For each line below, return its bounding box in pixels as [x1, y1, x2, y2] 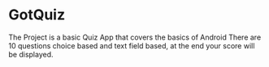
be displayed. [8, 49, 54, 59]
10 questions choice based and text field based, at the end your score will [8, 40, 255, 50]
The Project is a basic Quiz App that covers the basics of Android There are [8, 32, 262, 42]
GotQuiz [8, 6, 66, 24]
